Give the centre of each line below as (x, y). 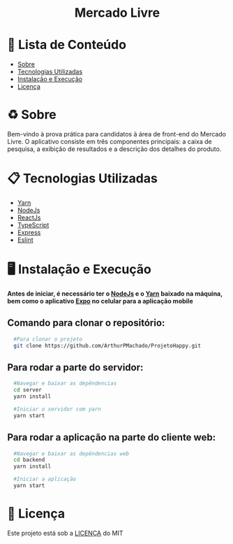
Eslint (25, 240)
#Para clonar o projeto (48, 339)
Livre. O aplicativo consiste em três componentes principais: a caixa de (110, 142)
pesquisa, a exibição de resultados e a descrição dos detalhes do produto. (114, 149)
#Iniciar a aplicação (45, 479)
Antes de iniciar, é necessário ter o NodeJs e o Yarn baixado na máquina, (115, 293)
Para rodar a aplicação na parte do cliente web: (112, 437)
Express (29, 232)
